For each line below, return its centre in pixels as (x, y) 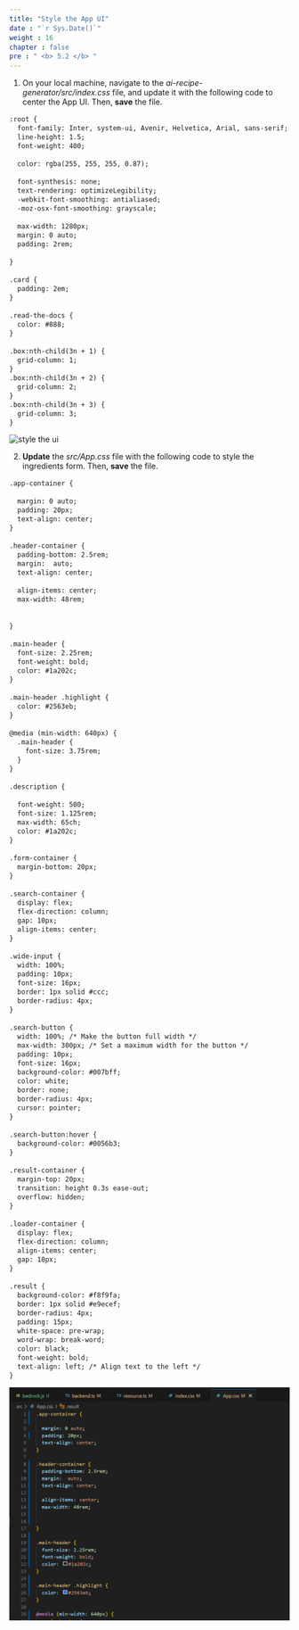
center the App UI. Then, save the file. (92, 102)
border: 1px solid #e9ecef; (69, 1304)
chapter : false (39, 47)
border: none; (43, 1090)
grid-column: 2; (47, 387)
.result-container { (48, 1171)
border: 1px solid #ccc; (63, 992)
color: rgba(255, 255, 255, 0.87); (83, 164)
